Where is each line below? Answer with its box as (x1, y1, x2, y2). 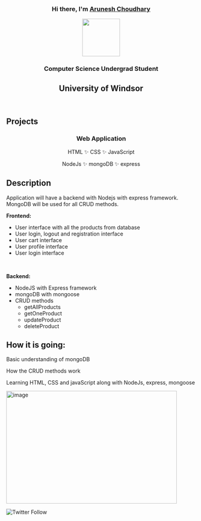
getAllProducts (23, 303, 61, 311)
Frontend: (6, 212, 32, 219)
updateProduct (23, 316, 61, 323)
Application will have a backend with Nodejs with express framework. (6, 194, 179, 201)
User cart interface (14, 236, 62, 243)
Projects (6, 117, 39, 127)
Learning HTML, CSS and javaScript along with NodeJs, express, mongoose (6, 379, 196, 386)
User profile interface (14, 243, 68, 250)
